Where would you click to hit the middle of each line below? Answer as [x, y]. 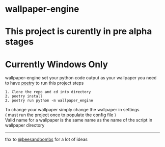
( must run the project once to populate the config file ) [61, 115]
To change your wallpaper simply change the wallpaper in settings [72, 110]
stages [19, 42]
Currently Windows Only [56, 64]
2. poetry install [24, 97]
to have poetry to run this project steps [44, 83]
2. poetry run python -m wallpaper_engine [49, 101]
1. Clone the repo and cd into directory [48, 92]
